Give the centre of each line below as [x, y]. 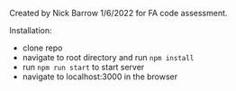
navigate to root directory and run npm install [108, 57]
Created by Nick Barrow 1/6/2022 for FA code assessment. [118, 13]
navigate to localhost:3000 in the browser [100, 77]
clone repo [42, 48]
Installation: [31, 30]
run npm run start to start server [83, 67]
